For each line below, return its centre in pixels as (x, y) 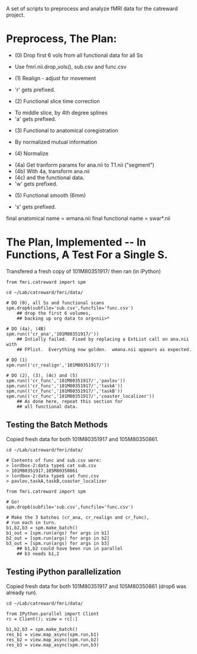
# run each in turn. (32, 522)
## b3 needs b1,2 (38, 554)
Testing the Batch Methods (57, 425)
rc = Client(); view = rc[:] (42, 619)
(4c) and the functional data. (49, 177)
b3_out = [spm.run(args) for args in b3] (58, 543)
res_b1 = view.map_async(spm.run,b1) (53, 634)
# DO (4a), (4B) (26, 328)
